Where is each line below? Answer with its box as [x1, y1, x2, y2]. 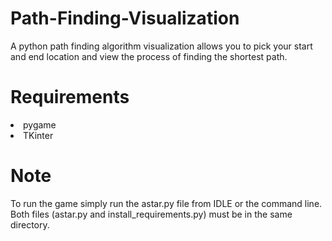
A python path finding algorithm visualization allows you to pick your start [10, 40, 313, 52]
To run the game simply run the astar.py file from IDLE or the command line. [10, 197, 323, 209]
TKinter [23, 129, 54, 141]
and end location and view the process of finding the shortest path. [10, 50, 288, 62]
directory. [10, 218, 50, 231]
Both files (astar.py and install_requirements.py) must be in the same [10, 208, 293, 220]
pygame [23, 118, 57, 131]
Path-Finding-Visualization [10, 7, 240, 30]
